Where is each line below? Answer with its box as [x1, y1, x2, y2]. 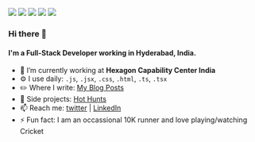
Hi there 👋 [8, 28, 48, 39]
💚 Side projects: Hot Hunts [19, 94, 107, 104]
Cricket [19, 127, 44, 136]
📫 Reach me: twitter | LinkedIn [19, 103, 122, 113]
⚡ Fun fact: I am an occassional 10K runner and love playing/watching [19, 115, 248, 125]
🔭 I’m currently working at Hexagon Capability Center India [19, 66, 216, 75]
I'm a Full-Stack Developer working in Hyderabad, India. [8, 48, 197, 57]
